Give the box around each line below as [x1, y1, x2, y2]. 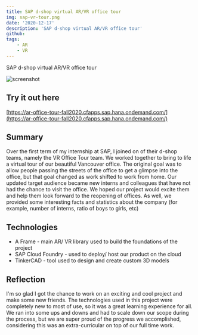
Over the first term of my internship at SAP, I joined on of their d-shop [6, 148, 178, 155]
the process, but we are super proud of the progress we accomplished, [6, 315, 181, 322]
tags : [6, 36, 20, 42]
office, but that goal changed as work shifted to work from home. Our [6, 173, 177, 181]
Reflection [6, 274, 46, 284]
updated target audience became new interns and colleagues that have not [6, 179, 191, 187]
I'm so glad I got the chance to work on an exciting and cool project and [6, 290, 182, 297]
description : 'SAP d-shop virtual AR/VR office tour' [6, 25, 143, 32]
